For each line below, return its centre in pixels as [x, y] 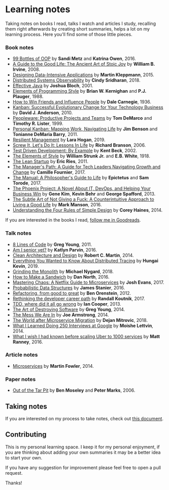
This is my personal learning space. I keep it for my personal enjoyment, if [82, 447]
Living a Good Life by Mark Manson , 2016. [57, 205]
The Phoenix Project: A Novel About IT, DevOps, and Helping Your [82, 188]
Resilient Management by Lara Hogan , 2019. [59, 140]
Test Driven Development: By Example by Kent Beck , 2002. [75, 151]
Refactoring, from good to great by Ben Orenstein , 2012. [72, 293]
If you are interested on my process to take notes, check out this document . [84, 418]
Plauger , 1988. [28, 97]
